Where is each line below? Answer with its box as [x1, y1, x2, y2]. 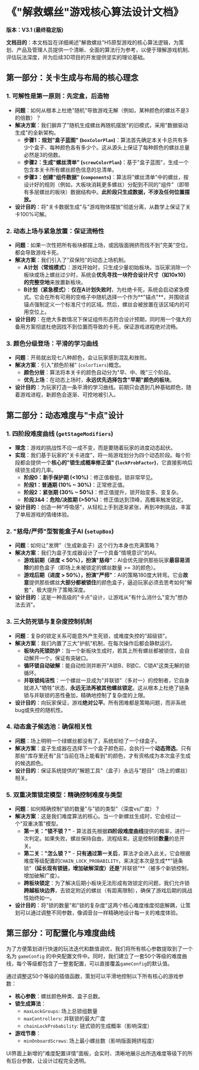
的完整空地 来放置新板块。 [23, 278, 86, 286]
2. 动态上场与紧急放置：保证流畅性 [6, 227, 105, 235]
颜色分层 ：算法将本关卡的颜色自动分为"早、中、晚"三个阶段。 [23, 369, 174, 376]
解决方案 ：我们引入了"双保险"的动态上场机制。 [14, 256, 129, 263]
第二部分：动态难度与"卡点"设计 [6, 410, 124, 420]
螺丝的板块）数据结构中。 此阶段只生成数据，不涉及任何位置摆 [39, 188, 190, 195]
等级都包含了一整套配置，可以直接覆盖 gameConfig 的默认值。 [26, 960, 173, 967]
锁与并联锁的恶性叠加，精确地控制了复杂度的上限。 [23, 691, 149, 698]
